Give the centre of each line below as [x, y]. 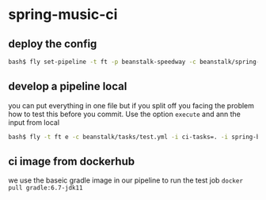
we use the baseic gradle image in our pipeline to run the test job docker [126, 180]
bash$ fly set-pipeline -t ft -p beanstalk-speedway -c [102, 62]
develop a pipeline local [68, 87]
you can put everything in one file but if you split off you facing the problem [131, 105]
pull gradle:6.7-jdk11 [46, 188]
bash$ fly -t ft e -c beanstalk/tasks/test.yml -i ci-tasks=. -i [118, 137]
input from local [34, 122]
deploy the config [53, 44]
